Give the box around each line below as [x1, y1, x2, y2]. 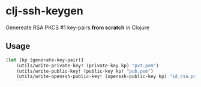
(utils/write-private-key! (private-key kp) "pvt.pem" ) [16, 63, 160, 69]
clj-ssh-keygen [5, 4, 83, 18]
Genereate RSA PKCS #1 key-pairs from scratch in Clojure [5, 24, 150, 31]
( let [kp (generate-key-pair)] [5, 57, 84, 63]
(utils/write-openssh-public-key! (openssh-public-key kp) [16, 73, 167, 80]
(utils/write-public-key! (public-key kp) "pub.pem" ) [16, 68, 154, 74]
